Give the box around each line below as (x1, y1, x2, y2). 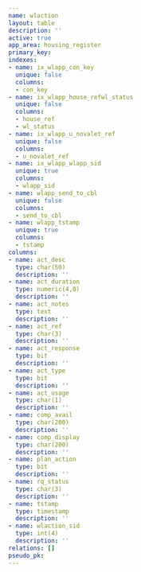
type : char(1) (15, 396, 62, 404)
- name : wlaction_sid (8, 522, 80, 530)
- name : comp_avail (8, 411, 73, 419)
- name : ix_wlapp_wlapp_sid (8, 160, 102, 168)
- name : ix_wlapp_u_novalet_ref (8, 130, 116, 138)
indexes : (8, 56, 37, 64)
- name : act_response (8, 344, 80, 352)
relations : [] (8, 544, 56, 552)
